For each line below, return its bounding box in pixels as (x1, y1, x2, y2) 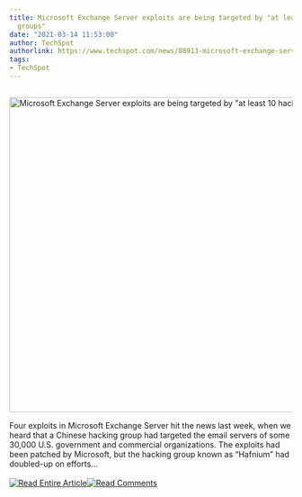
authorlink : (9, 47, 54, 56)
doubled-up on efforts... (9, 458, 99, 469)
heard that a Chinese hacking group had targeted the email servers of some (9, 429, 290, 440)
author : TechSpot (9, 38, 75, 48)
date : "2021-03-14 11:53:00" (9, 30, 119, 39)
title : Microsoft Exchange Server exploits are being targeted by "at (9, 13, 280, 23)
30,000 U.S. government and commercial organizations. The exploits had (9, 438, 280, 450)
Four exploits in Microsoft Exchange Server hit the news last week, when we (9, 420, 292, 430)
